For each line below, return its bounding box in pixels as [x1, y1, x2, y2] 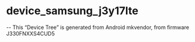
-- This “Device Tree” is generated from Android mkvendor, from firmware [6, 24, 190, 31]
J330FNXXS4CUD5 [6, 30, 55, 37]
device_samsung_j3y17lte [6, 4, 139, 18]
